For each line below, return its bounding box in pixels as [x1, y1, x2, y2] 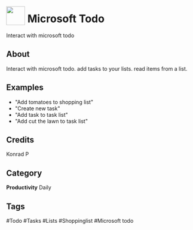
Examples [6, 83, 44, 93]
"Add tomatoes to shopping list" [14, 98, 94, 105]
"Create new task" [14, 105, 60, 112]
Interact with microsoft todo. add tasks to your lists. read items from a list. [6, 65, 188, 72]
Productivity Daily [6, 184, 52, 191]
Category [6, 168, 42, 178]
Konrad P [6, 150, 29, 158]
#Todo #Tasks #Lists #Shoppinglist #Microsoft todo [6, 217, 134, 224]
